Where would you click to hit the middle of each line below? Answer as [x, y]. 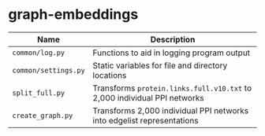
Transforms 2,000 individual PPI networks [171, 110]
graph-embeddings [73, 15]
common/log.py [39, 52]
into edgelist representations [146, 120]
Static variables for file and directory [160, 65]
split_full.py [39, 93]
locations [110, 75]
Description [173, 39]
